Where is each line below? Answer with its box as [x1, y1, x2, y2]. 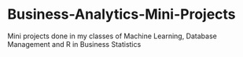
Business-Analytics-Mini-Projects [7, 5, 237, 23]
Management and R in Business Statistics [7, 39, 142, 48]
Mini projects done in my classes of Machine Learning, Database [7, 31, 217, 41]
